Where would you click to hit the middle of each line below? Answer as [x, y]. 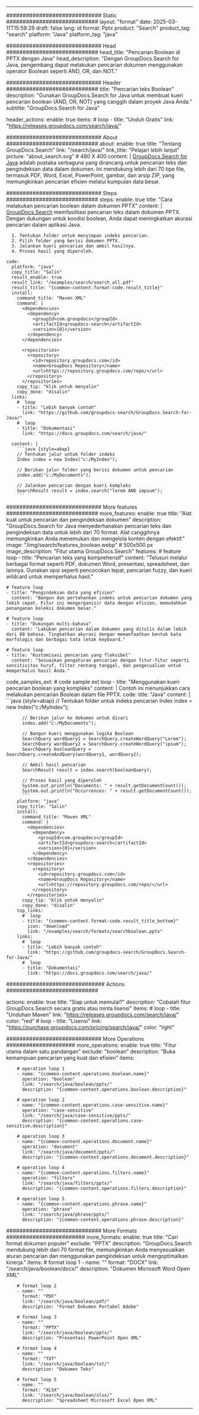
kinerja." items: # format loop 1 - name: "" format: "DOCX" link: [82, 1262]
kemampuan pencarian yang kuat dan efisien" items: [70, 1058]
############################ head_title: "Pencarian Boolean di [93, 52]
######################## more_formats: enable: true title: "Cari [92, 1237]
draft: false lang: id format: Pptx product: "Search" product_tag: [113, 28]
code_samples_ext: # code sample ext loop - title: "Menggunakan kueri [93, 682]
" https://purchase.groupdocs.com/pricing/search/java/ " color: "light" [90, 1027]
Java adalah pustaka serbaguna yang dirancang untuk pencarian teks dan [97, 162]
